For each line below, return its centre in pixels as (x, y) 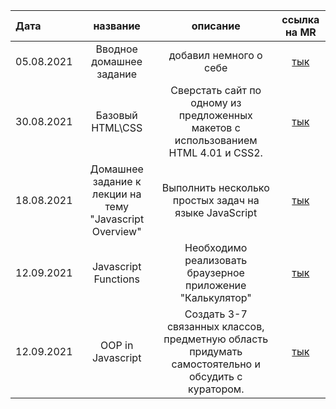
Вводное (116, 49)
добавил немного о (215, 55)
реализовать (216, 260)
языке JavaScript (216, 212)
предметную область (216, 339)
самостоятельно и (216, 364)
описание (216, 26)
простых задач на (216, 200)
